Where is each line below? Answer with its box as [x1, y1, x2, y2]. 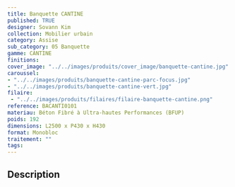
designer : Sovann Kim [7, 23, 71, 30]
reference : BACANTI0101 [7, 103, 78, 110]
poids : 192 [7, 115, 40, 123]
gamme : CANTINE [7, 50, 52, 57]
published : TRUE [7, 17, 55, 24]
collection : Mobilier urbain [7, 30, 93, 38]
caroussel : [7, 69, 40, 76]
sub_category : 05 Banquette [7, 43, 90, 50]
